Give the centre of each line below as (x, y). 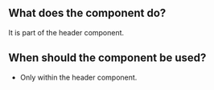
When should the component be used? (107, 58)
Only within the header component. (78, 77)
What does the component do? (87, 13)
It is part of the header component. (66, 32)
